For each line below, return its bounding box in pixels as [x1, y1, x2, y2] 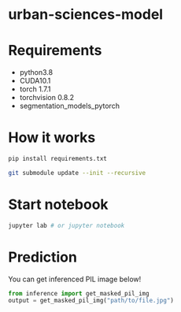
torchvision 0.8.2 [19, 93, 75, 102]
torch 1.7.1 [19, 84, 51, 94]
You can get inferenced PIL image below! [8, 274, 142, 284]
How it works [8, 128, 96, 147]
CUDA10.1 [19, 76, 51, 86]
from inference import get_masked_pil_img [8, 289, 150, 297]
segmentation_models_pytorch [19, 101, 120, 111]
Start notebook [8, 195, 109, 214]
